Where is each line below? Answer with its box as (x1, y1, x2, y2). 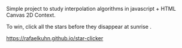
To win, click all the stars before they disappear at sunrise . (6, 23, 151, 30)
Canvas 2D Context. (6, 11, 56, 19)
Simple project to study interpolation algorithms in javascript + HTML (6, 5, 177, 12)
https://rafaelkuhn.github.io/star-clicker (6, 35, 104, 41)
